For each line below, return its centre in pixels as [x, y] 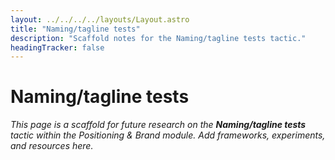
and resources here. [52, 146]
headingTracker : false [57, 47]
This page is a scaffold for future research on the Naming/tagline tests [158, 125]
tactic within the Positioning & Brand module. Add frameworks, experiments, [168, 135]
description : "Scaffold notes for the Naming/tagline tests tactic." [158, 38]
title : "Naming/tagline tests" [75, 29]
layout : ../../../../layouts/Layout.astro [100, 19]
